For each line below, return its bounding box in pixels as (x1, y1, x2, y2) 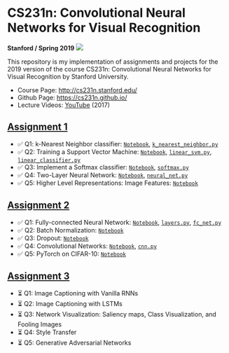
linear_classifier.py (17, 156, 81, 164)
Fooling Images (17, 320, 62, 328)
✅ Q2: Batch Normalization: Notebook (17, 226, 124, 234)
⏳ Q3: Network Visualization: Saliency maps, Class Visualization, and (17, 310, 217, 319)
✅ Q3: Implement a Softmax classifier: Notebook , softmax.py (17, 162, 189, 171)
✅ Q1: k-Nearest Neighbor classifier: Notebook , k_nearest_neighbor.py (17, 139, 218, 148)
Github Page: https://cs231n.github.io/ (17, 93, 127, 102)
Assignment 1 (7, 121, 68, 133)
